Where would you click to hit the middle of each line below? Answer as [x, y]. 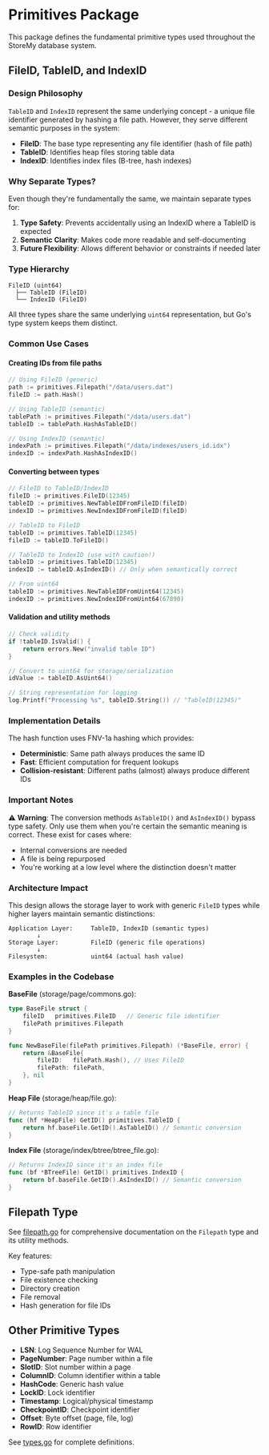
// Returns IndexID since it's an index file [85, 1165]
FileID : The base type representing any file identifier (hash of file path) [136, 143]
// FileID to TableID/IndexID [59, 489]
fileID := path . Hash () [46, 395]
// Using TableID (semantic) [57, 409]
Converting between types [54, 471]
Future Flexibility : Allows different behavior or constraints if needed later [140, 248]
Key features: [30, 1255]
